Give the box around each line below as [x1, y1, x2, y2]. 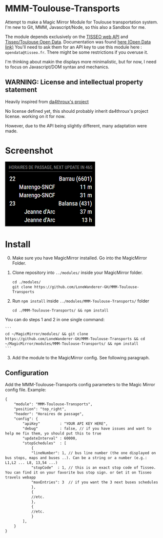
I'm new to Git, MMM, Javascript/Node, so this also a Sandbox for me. [5, 24, 146, 30]
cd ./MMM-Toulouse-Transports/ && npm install [12, 308, 109, 313]
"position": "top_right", [14, 407, 67, 412]
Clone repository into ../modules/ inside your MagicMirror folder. [12, 269, 143, 275]
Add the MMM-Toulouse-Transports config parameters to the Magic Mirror [5, 382, 155, 388]
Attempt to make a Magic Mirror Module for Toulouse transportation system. [5, 19, 159, 25]
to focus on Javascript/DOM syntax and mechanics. [5, 64, 110, 70]
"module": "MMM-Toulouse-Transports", [14, 402, 93, 407]
